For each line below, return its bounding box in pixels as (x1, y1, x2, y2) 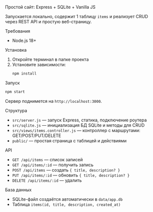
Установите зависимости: (12, 62, 66, 67)
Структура (5, 107, 27, 114)
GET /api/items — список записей (12, 156, 83, 162)
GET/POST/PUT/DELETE (12, 133, 61, 138)
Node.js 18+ (12, 38, 37, 43)
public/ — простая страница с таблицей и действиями (12, 137, 127, 143)
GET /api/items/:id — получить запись (12, 162, 94, 168)
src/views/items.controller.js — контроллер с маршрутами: (12, 127, 141, 133)
